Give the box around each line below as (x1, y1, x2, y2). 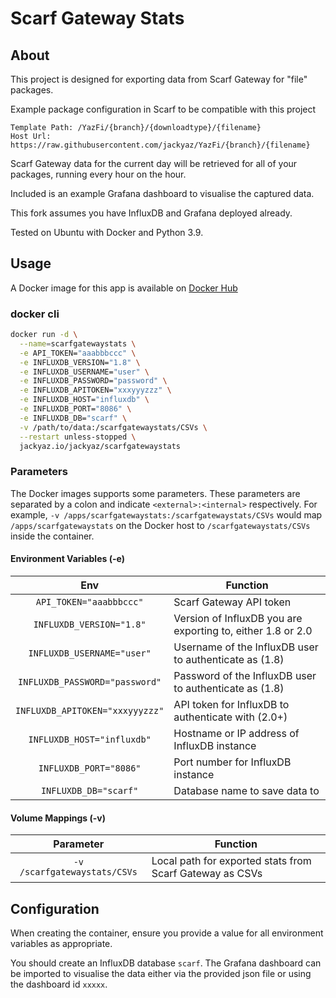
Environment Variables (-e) (10, 553, 125, 565)
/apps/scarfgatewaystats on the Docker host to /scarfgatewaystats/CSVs (10, 519, 311, 531)
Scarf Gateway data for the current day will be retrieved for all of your (10, 158, 298, 169)
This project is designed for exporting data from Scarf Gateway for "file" (10, 73, 308, 85)
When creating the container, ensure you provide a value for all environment (10, 927, 324, 939)
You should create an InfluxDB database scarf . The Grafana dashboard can (10, 957, 322, 969)
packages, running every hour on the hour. (10, 168, 187, 180)
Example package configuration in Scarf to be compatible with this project (10, 103, 317, 115)
